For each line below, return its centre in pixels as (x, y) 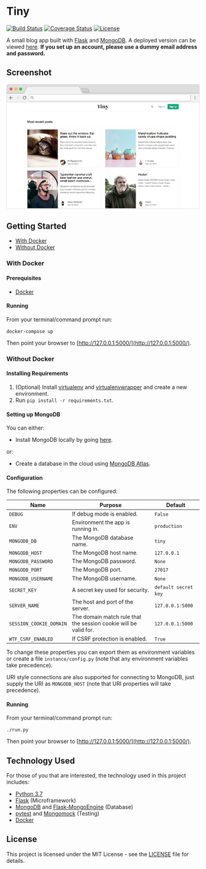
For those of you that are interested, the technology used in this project (96, 776)
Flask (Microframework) (46, 801)
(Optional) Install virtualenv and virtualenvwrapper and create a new (101, 387)
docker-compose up (30, 331)
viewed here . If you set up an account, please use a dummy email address (102, 47)
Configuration (25, 478)
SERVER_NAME (24, 606)
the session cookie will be (105, 623)
